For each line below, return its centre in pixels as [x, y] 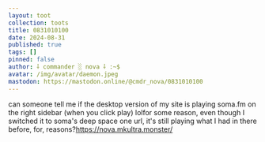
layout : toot [30, 15]
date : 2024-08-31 [37, 37]
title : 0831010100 [38, 30]
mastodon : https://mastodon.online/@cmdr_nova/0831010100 [106, 81]
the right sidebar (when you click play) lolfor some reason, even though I [127, 112]
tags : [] [23, 52]
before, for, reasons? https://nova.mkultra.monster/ [91, 129]
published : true [35, 45]
